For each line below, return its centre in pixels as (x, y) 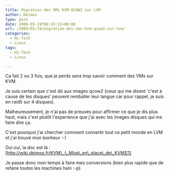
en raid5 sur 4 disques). (30, 102)
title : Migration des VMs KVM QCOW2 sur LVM (53, 10)
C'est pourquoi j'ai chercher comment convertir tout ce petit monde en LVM (84, 132)
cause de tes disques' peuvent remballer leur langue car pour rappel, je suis (85, 96)
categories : (18, 33)
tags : (11, 48)
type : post (17, 19)
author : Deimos (21, 15)
